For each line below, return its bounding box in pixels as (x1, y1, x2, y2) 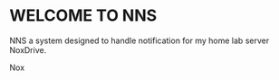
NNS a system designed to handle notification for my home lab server (9, 35, 270, 46)
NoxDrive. (9, 44, 47, 55)
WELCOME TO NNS (9, 5, 158, 26)
